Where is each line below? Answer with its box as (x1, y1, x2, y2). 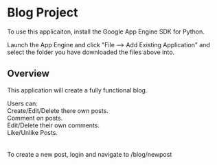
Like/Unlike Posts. (7, 128, 58, 136)
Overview (7, 68, 50, 79)
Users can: (7, 99, 38, 107)
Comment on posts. (7, 114, 63, 122)
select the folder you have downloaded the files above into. (7, 48, 175, 56)
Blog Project (7, 5, 78, 21)
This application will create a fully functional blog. (7, 86, 148, 94)
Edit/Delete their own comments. (7, 121, 100, 129)
